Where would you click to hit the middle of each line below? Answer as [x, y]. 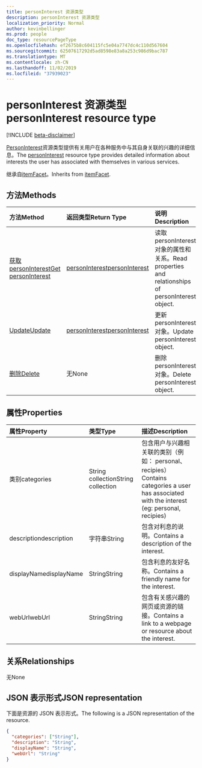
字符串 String [107, 538]
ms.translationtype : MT [36, 57]
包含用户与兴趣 [162, 442]
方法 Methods [31, 195]
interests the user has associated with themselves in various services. [93, 162]
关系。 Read [171, 258]
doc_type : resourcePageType [41, 40]
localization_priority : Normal [45, 23]
